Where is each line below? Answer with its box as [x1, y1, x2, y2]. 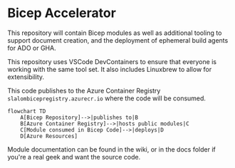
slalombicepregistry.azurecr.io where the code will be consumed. [7, 94, 207, 103]
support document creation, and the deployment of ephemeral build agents [7, 36, 229, 44]
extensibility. [7, 73, 45, 81]
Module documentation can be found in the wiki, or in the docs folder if [7, 145, 216, 154]
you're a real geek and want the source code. [7, 152, 141, 161]
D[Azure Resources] [20, 132, 78, 140]
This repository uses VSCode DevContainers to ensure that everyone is [7, 57, 217, 65]
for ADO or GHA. [7, 43, 56, 52]
